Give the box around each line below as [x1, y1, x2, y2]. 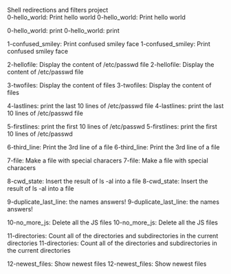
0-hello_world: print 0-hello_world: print [7, 27, 120, 34]
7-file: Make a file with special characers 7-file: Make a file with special [7, 156, 208, 165]
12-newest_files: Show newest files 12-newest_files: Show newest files [7, 260, 207, 268]
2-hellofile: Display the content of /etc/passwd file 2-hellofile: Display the [7, 61, 214, 68]
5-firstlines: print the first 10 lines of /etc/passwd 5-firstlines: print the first [7, 123, 218, 130]
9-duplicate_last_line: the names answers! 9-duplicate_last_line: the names [7, 198, 220, 206]
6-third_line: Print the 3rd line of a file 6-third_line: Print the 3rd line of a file [7, 143, 220, 151]
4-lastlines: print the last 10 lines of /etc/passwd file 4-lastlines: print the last [7, 102, 224, 109]
